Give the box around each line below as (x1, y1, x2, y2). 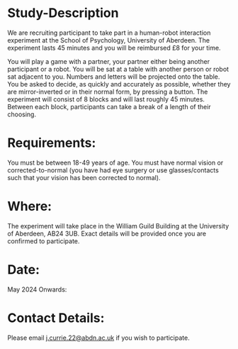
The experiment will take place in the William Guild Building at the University (7, 221, 229, 230)
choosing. (7, 110, 37, 118)
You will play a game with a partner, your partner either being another (7, 57, 210, 65)
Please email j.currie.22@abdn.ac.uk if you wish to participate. (7, 333, 190, 342)
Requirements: (7, 135, 96, 151)
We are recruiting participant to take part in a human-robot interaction (7, 28, 211, 37)
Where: (7, 199, 52, 214)
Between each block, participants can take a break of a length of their (7, 102, 211, 111)
